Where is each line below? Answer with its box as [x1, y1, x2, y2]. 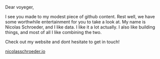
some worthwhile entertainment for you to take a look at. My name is [5, 19, 146, 25]
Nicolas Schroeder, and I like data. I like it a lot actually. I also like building [5, 24, 156, 30]
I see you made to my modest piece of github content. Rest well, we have [5, 14, 155, 19]
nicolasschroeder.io [5, 49, 46, 54]
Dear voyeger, [5, 4, 34, 10]
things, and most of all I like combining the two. [5, 29, 102, 35]
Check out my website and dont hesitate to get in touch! [5, 39, 120, 45]
